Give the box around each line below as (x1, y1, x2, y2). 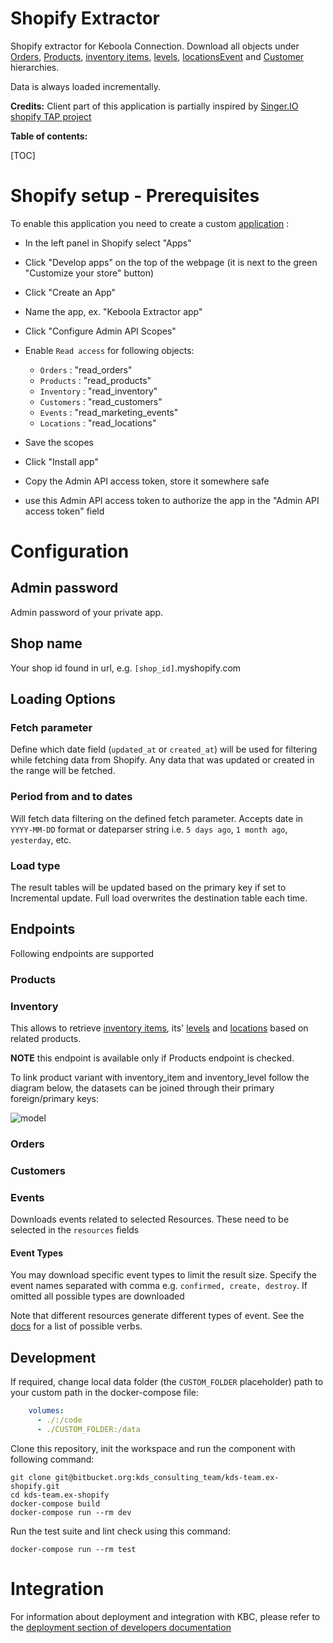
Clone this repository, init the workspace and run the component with (10, 1442, 296, 1454)
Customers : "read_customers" (39, 395, 163, 407)
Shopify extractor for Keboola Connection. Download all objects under (10, 40, 300, 52)
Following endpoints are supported (10, 947, 154, 959)
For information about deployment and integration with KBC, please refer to (10, 1610, 321, 1622)
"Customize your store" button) (24, 267, 155, 279)
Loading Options (10, 691, 116, 708)
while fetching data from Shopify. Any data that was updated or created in (10, 754, 315, 766)
